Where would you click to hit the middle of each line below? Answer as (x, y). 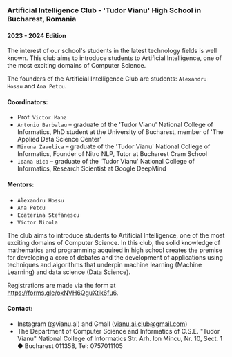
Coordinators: (28, 102)
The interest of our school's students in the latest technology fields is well (112, 51)
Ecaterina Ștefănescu (48, 215)
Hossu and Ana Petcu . (37, 86)
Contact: (20, 309)
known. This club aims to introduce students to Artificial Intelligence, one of (115, 58)
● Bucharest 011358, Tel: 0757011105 (70, 346)
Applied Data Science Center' (59, 139)
